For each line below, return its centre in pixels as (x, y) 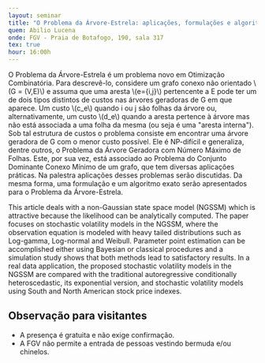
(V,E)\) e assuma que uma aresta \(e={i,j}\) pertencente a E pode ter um (140, 91)
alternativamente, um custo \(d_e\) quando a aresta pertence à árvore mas (129, 116)
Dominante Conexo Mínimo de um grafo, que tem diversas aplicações (121, 167)
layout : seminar (35, 15)
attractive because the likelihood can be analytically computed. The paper (129, 215)
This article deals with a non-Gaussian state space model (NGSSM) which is (132, 207)
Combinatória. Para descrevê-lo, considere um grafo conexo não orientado (130, 83)
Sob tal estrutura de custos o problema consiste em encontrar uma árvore (128, 133)
